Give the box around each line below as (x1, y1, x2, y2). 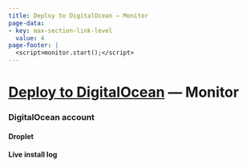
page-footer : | (8, 42, 59, 50)
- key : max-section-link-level (8, 26, 113, 34)
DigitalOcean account (8, 112, 95, 123)
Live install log (8, 149, 58, 160)
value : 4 (15, 34, 45, 42)
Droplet (8, 131, 34, 141)
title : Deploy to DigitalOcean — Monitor (8, 11, 149, 20)
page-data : (8, 19, 45, 27)
